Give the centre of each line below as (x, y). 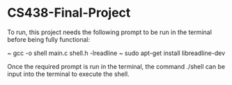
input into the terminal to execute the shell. (69, 74)
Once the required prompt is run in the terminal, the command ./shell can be (116, 66)
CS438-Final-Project (69, 13)
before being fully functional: (49, 39)
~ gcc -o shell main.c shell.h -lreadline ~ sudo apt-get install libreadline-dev (116, 53)
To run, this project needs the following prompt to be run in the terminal (110, 32)
